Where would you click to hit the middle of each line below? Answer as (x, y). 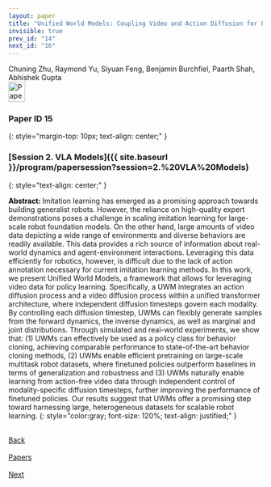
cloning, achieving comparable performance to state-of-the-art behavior (129, 347)
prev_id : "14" (32, 38)
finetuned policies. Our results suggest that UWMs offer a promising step (130, 398)
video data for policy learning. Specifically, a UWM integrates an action (126, 286)
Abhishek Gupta (35, 78)
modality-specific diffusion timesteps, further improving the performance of (134, 390)
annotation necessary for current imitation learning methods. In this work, (131, 269)
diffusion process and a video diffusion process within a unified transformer (134, 295)
